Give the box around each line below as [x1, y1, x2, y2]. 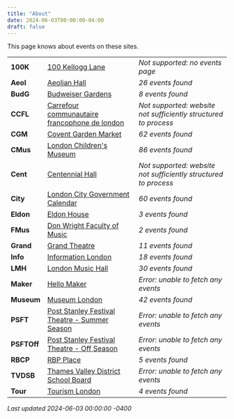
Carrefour [47, 100, 79, 110]
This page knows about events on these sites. [7, 43, 139, 51]
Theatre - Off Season [47, 344, 118, 353]
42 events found [138, 295, 193, 305]
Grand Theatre [47, 241, 95, 251]
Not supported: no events [138, 58, 222, 68]
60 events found [138, 194, 193, 204]
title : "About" [7, 10, 52, 17]
